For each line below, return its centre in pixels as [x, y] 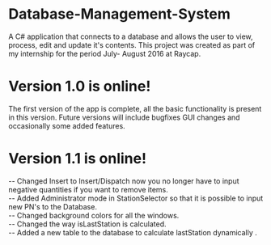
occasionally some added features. [67, 125]
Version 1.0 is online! [80, 87]
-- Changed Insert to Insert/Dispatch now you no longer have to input [124, 181]
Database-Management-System [119, 14]
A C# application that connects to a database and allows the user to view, [131, 36]
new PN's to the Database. [53, 206]
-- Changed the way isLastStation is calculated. [88, 224]
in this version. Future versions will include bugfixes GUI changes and [124, 117]
